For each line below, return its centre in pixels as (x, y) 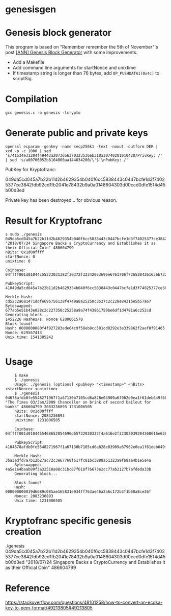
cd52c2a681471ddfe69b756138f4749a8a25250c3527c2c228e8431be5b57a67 (78, 301)
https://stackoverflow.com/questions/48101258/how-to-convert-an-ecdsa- (84, 602)
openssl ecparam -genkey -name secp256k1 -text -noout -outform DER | (82, 147)
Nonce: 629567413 (24, 333)
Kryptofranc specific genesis (68, 521)
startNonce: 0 (20, 256)
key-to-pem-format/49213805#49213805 (49, 608)
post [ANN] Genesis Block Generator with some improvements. (72, 53)
